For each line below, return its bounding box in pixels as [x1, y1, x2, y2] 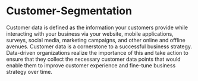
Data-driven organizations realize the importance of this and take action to [6, 49, 188, 56]
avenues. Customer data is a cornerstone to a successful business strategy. [6, 43, 192, 50]
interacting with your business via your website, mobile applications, [6, 30, 174, 37]
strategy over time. [6, 68, 52, 75]
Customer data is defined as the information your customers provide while [6, 24, 188, 31]
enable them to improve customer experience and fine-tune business [6, 61, 176, 69]
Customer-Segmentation [6, 4, 133, 18]
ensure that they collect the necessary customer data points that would [6, 55, 181, 63]
